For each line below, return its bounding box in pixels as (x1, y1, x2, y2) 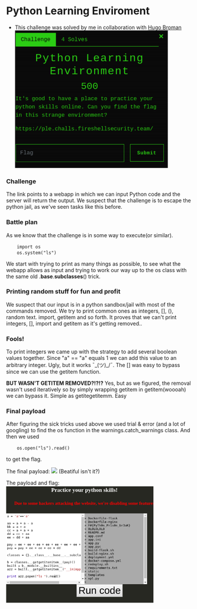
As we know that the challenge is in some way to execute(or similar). (6, 231, 173, 238)
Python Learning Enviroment (6, 4, 150, 18)
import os (17, 244, 41, 250)
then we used (6, 433, 40, 440)
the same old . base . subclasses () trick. (6, 273, 101, 280)
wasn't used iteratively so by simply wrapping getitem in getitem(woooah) (6, 386, 186, 393)
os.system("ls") (17, 250, 57, 256)
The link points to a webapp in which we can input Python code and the (6, 191, 180, 198)
